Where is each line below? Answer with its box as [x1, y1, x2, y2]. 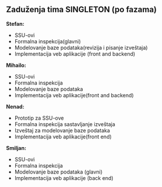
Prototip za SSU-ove [14, 114, 64, 121]
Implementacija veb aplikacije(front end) [14, 133, 112, 140]
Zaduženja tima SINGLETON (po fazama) [6, 5, 157, 15]
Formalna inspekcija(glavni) [14, 38, 81, 45]
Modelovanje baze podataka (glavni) [14, 168, 103, 175]
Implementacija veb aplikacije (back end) [14, 174, 114, 181]
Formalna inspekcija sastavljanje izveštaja [14, 120, 116, 128]
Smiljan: [6, 144, 26, 151]
